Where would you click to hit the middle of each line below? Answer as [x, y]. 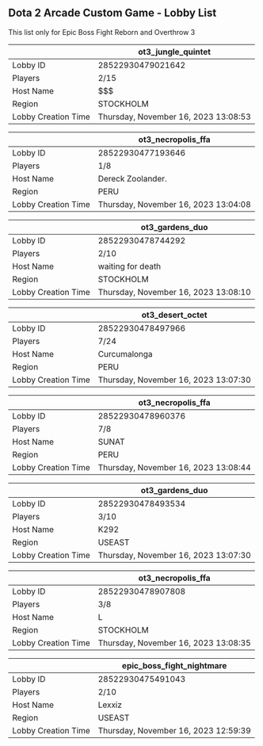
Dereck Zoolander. [133, 178]
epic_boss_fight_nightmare [174, 665]
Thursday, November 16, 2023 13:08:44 [174, 467]
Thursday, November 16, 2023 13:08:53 [174, 117]
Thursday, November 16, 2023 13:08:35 [174, 643]
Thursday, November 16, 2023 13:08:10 [174, 292]
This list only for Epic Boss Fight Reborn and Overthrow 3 [102, 32]
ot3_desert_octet [174, 315]
